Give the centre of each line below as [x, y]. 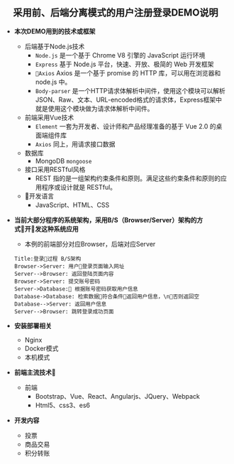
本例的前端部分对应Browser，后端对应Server [90, 244]
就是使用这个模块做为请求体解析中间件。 [94, 108]
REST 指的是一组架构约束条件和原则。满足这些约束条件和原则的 [128, 178]
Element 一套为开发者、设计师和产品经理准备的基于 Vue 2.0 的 [126, 126]
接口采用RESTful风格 [55, 169]
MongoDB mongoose [63, 161]
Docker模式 [41, 348]
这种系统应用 [60, 229]
